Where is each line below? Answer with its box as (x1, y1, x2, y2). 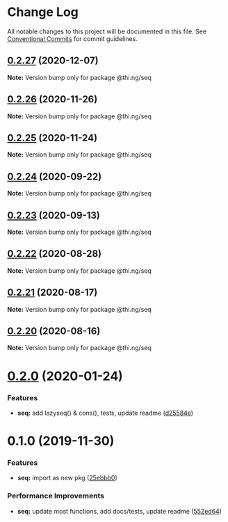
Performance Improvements (7, 491, 105, 501)
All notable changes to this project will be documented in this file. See (7, 27, 207, 35)
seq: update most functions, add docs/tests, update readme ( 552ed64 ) (17, 507, 222, 515)
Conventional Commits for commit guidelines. (7, 34, 138, 42)
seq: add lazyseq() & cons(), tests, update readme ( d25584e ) (17, 409, 193, 417)
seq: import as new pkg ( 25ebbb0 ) (17, 474, 118, 482)
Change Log (7, 4, 79, 20)
